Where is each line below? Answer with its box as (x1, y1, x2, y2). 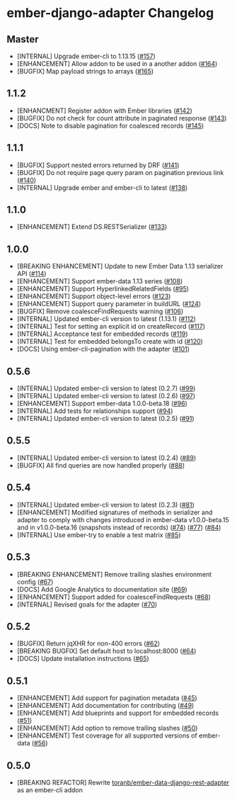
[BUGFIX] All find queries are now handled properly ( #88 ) (16, 461, 185, 469)
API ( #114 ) (16, 269, 47, 278)
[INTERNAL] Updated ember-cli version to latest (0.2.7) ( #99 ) (16, 384, 196, 393)
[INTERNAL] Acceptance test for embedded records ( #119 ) (16, 329, 188, 338)
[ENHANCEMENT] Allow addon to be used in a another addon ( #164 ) (16, 60, 218, 68)
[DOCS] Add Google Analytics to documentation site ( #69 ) (16, 585, 188, 593)
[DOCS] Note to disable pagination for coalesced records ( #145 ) (16, 121, 204, 130)
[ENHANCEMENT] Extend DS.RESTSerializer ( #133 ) (16, 222, 168, 231)
